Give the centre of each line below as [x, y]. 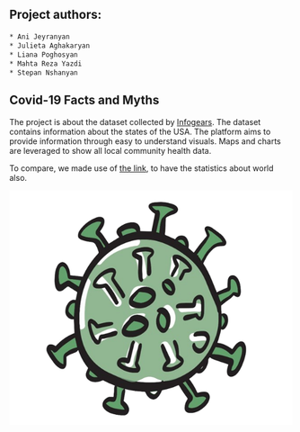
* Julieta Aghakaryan [50, 45]
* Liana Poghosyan [44, 54]
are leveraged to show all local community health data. [110, 150]
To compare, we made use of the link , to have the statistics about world [141, 168]
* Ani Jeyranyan [40, 36]
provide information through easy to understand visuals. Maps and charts [145, 141]
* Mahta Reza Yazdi [46, 63]
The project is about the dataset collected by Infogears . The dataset [135, 121]
